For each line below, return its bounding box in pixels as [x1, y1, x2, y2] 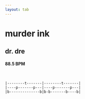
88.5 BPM [5, 61, 25, 66]
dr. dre [5, 47, 25, 56]
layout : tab [5, 7, 29, 12]
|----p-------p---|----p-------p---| [5, 85, 81, 90]
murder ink [5, 28, 50, 39]
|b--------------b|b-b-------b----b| [5, 89, 81, 95]
